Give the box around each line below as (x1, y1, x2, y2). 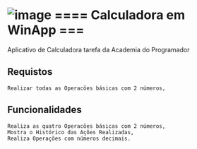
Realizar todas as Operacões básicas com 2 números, (7, 85, 166, 92)
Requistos (7, 66, 53, 78)
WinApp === (7, 22, 85, 38)
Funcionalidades (7, 104, 83, 116)
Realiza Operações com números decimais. (7, 135, 131, 142)
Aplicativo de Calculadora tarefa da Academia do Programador (7, 45, 190, 54)
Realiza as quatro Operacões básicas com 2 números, (7, 122, 166, 130)
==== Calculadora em (54, 7, 186, 23)
